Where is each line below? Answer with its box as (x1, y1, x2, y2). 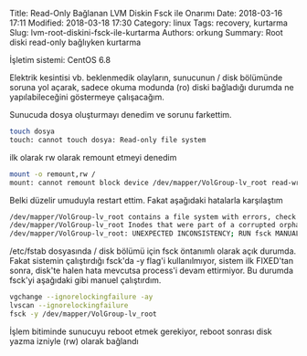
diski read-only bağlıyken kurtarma (9, 37, 142, 47)
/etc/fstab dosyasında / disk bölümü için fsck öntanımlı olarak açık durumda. (9, 246, 297, 257)
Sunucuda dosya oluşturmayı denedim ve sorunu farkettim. (9, 110, 232, 120)
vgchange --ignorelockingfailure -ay (9, 292, 153, 302)
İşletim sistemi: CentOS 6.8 (9, 55, 111, 65)
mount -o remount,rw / (9, 169, 96, 179)
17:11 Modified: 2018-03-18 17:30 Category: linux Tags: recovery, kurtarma (9, 17, 288, 28)
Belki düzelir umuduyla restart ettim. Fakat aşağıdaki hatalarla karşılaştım (9, 194, 283, 205)
